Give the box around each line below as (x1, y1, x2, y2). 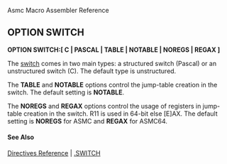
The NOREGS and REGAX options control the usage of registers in (7, 102, 201, 110)
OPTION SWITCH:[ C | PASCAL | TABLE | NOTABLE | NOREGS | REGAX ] (7, 45, 221, 54)
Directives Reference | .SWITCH (7, 149, 101, 158)
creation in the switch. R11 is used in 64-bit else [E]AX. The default (23, 109, 218, 118)
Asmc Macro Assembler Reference (7, 6, 109, 14)
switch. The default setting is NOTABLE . (7, 88, 125, 97)
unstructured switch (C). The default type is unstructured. (7, 67, 177, 75)
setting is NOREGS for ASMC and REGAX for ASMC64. (7, 116, 168, 125)
